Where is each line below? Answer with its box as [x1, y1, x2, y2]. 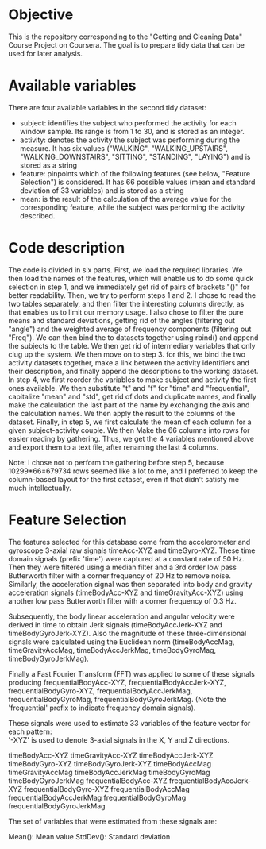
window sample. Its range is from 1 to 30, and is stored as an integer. [19, 126, 245, 136]
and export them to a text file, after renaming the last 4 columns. [8, 442, 219, 452]
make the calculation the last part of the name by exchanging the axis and [8, 399, 250, 410]
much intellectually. [8, 483, 71, 492]
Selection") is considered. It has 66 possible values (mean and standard [19, 177, 256, 187]
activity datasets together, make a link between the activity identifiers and [8, 357, 250, 367]
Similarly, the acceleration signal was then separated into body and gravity [8, 579, 253, 589]
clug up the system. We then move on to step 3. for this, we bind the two [8, 349, 246, 359]
